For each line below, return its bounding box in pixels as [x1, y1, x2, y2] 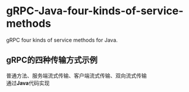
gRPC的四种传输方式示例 [6, 55, 98, 65]
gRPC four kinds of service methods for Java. [6, 36, 118, 43]
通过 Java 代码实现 [6, 79, 50, 87]
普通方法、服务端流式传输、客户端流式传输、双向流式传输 [6, 72, 147, 79]
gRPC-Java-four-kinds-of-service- [6, 4, 184, 18]
